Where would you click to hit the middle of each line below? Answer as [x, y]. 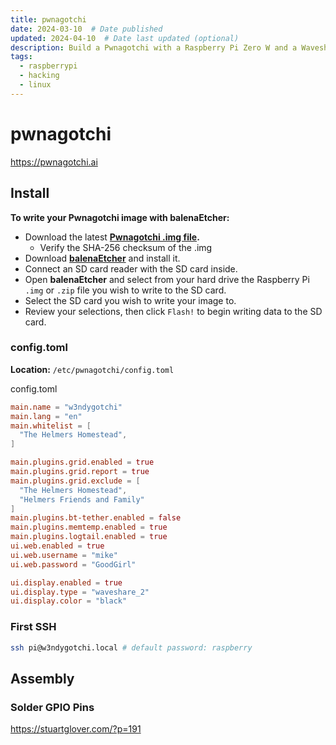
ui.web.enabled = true [57, 546]
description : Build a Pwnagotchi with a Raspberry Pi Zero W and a [154, 47]
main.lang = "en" [46, 416]
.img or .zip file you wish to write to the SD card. [125, 290]
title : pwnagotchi [48, 19]
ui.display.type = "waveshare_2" [80, 592]
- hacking [39, 76]
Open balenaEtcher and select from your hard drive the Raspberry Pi [167, 279]
